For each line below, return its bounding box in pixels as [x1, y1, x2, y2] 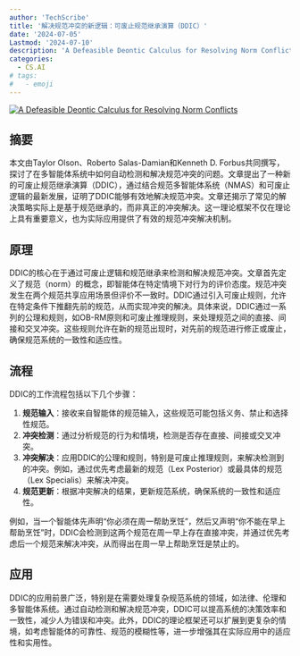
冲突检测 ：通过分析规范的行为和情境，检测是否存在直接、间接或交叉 [21, 430, 273, 441]
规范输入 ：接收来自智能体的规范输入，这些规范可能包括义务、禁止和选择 [21, 408, 288, 418]
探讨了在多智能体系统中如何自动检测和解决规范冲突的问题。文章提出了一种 [9, 169, 283, 180]
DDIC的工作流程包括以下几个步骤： [9, 389, 138, 399]
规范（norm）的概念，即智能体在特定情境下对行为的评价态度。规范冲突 [24, 279, 287, 290]
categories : [9, 55, 54, 63]
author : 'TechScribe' [9, 13, 90, 22]
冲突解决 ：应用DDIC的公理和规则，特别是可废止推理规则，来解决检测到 [21, 452, 284, 463]
